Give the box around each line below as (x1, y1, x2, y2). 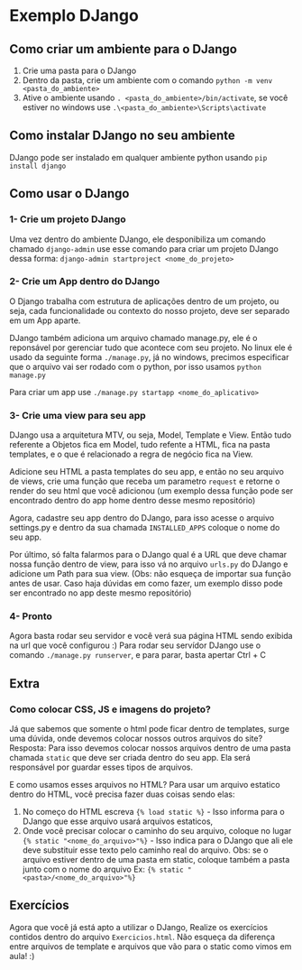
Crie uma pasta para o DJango (22, 65, 137, 76)
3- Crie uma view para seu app (9, 409, 146, 421)
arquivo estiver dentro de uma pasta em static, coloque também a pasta (22, 855, 290, 865)
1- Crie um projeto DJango (9, 213, 126, 226)
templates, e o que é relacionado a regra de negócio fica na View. (9, 448, 253, 460)
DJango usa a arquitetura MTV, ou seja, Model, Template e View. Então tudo (9, 430, 292, 440)
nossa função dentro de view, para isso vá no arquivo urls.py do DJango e (9, 559, 288, 569)
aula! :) (9, 950, 35, 961)
